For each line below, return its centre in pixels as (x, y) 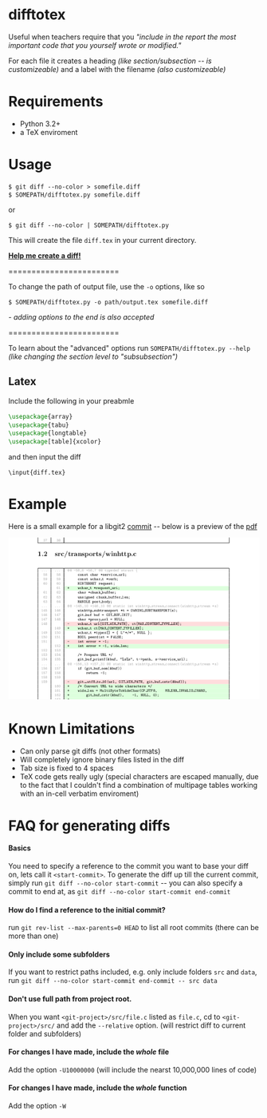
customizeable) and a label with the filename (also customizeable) (117, 69)
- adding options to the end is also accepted (81, 316)
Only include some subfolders (59, 954)
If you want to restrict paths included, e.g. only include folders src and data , (133, 972)
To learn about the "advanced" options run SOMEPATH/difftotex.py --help (130, 348)
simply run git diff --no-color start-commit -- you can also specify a (126, 883)
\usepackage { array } (41, 416)
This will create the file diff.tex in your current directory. (102, 240)
